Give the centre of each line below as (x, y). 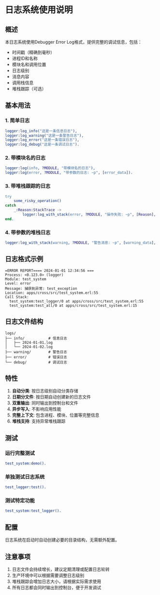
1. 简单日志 (17, 120)
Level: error (18, 283)
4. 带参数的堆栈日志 (28, 232)
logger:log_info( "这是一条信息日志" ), (41, 131)
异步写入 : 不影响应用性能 (36, 409)
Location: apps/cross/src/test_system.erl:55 (51, 293)
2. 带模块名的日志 (25, 158)
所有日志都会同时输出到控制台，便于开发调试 (57, 587)
